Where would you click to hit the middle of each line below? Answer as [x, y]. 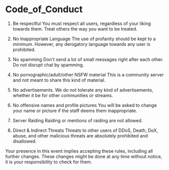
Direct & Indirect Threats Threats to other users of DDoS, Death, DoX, [85, 130]
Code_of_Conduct [44, 9]
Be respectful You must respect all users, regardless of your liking [82, 23]
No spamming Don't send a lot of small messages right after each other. [88, 59]
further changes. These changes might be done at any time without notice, [84, 156]
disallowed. [24, 141]
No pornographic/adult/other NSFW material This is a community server [88, 74]
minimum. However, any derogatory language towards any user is [81, 44]
